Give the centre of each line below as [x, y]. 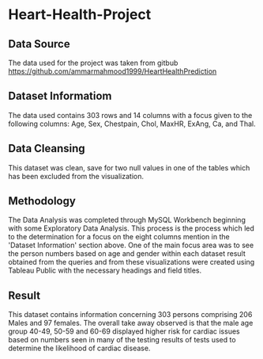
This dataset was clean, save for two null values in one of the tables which [129, 167]
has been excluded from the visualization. [76, 176]
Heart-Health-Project [80, 15]
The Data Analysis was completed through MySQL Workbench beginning [127, 220]
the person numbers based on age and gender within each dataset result [127, 254]
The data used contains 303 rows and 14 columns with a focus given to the [130, 115]
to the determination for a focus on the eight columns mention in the [119, 237]
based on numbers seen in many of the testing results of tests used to [122, 340]
